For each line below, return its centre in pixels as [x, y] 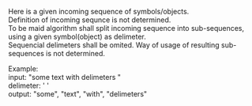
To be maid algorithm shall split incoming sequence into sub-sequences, [126, 28]
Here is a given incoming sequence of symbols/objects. [99, 11]
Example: [23, 69]
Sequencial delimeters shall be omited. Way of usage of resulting [114, 45]
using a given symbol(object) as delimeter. [77, 36]
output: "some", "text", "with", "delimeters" [78, 94]
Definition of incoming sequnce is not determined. [90, 20]
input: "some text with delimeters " [64, 77]
